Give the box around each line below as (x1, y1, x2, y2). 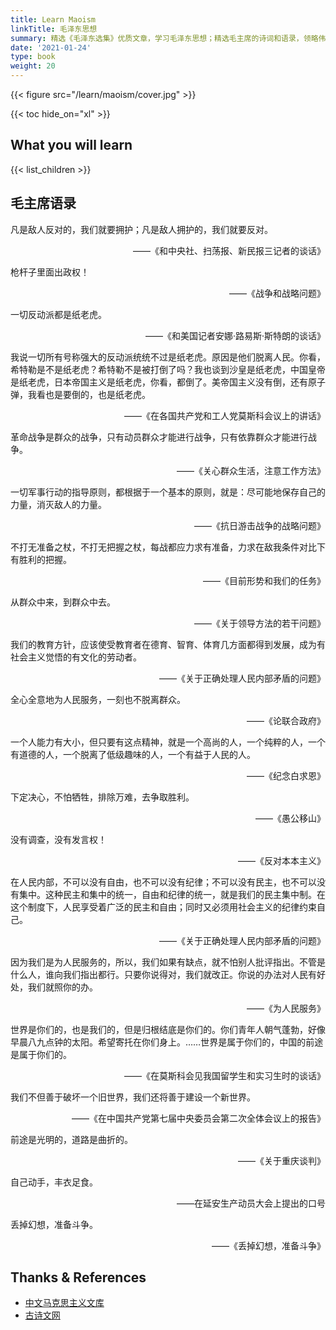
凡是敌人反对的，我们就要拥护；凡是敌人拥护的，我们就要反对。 (10, 223, 273, 235)
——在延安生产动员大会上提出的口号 (176, 1197, 326, 1209)
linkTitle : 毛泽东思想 (10, 24, 98, 34)
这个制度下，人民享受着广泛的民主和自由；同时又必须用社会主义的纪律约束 (10, 901, 317, 913)
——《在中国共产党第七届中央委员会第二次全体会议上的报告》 (71, 1112, 326, 1124)
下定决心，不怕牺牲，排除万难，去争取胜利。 (10, 791, 195, 803)
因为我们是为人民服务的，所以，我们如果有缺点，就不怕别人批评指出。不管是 (10, 956, 326, 968)
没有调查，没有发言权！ (10, 833, 107, 845)
